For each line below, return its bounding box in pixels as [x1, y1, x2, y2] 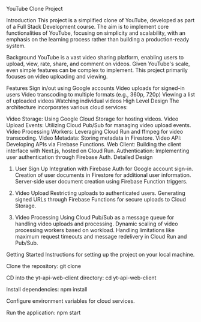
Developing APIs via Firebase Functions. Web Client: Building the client [6, 141, 181, 148]
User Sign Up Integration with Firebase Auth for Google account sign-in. [14, 165, 194, 172]
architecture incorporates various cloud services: [6, 104, 128, 110]
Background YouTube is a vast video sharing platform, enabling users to [6, 54, 184, 61]
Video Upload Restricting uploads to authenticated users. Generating [14, 189, 185, 197]
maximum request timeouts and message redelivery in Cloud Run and [14, 233, 187, 240]
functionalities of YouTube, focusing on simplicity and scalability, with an [6, 29, 186, 37]
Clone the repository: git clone [6, 263, 82, 269]
